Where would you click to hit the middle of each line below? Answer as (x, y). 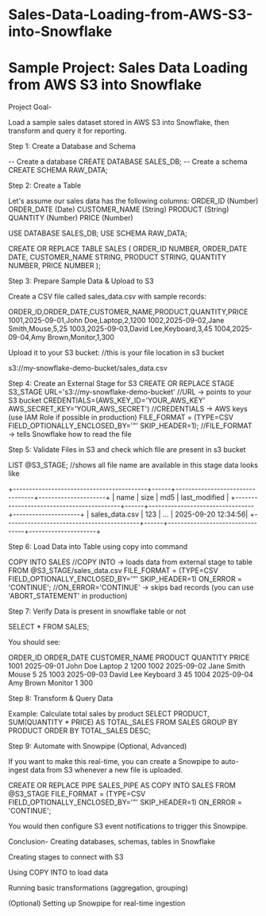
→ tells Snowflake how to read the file (70, 435)
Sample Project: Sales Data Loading (128, 68)
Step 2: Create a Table (45, 185)
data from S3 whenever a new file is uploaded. (106, 770)
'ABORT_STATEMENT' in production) (68, 596)
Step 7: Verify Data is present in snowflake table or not (97, 611)
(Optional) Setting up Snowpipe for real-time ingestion (97, 903)
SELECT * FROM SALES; (49, 627)
